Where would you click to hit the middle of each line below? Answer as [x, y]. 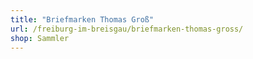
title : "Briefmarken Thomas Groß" [82, 19]
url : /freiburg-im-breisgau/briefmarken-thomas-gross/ [127, 29]
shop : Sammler [40, 38]
